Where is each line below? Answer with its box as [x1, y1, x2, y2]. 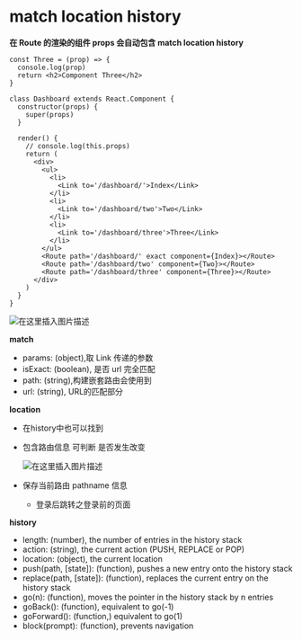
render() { [17, 133, 58, 143]
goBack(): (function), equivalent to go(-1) [22, 600, 174, 612]
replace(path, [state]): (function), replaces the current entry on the [22, 573, 269, 583]
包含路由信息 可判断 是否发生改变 [22, 441, 146, 452]
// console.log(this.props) [25, 141, 130, 150]
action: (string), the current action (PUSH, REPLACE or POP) [22, 544, 245, 555]
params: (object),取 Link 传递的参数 [22, 352, 154, 363]
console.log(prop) [17, 63, 87, 72]
